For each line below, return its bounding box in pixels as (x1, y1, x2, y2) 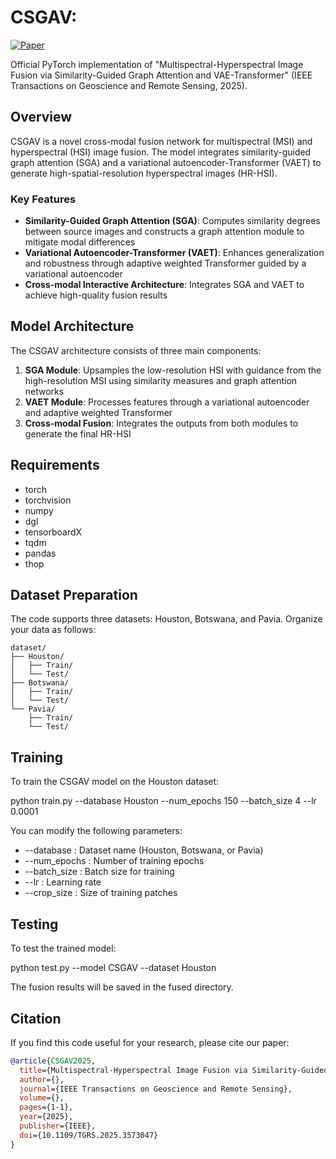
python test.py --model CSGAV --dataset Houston (10, 962, 217, 974)
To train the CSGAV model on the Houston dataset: (10, 776, 220, 788)
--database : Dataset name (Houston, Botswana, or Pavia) (24, 844, 264, 856)
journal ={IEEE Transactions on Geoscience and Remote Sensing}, (19, 1084, 293, 1094)
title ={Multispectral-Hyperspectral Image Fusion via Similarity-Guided (19, 1065, 329, 1075)
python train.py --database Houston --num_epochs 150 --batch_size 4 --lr (10, 795, 317, 807)
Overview (10, 109, 73, 126)
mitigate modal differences (24, 236, 136, 248)
